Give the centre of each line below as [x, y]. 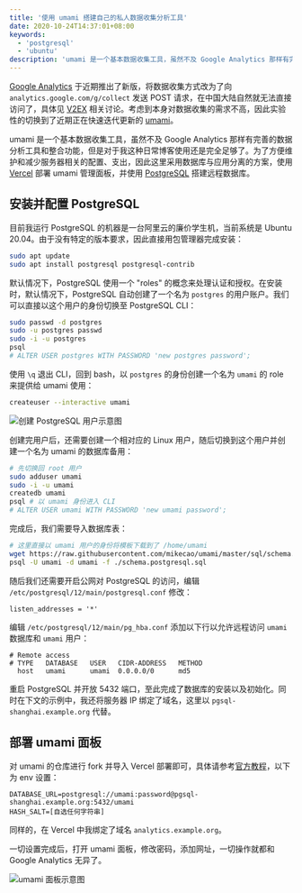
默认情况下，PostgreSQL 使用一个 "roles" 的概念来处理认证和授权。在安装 [146, 282]
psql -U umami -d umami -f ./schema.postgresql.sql [108, 562]
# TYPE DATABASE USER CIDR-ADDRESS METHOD [106, 663]
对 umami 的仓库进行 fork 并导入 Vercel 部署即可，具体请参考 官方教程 [138, 766]
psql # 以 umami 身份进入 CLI [62, 502]
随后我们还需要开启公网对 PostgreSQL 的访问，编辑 [105, 580]
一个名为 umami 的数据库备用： [75, 451]
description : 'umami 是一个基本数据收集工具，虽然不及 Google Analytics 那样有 [149, 59]
